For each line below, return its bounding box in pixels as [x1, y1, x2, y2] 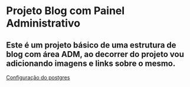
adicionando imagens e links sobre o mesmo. [6, 58, 176, 68]
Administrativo [6, 16, 81, 30]
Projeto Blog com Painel [6, 4, 125, 18]
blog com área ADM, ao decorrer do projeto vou [6, 49, 185, 59]
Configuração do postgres [6, 74, 70, 81]
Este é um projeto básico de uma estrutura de [6, 40, 176, 50]
